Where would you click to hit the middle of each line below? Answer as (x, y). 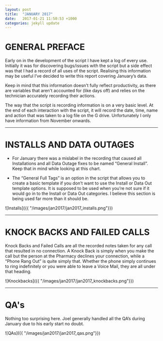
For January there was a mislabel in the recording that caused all (77, 158)
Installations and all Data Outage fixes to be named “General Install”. (80, 164)
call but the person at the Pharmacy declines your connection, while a (75, 256)
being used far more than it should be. (50, 199)
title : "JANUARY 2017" (29, 14)
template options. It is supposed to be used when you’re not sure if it (81, 188)
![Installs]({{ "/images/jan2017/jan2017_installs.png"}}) (59, 208)
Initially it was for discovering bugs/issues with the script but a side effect (79, 66)
